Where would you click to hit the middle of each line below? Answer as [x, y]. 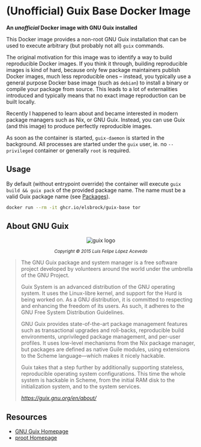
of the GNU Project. [45, 275]
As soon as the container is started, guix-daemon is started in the [85, 138]
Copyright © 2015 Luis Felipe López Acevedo [101, 252]
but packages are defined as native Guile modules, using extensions [105, 349]
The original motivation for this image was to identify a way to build [89, 57]
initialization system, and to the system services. [81, 386]
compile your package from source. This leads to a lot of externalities [92, 89]
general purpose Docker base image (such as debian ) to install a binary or [97, 83]
